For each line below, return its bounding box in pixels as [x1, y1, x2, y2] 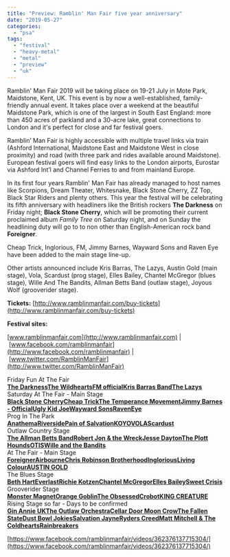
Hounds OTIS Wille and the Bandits [7, 441, 106, 449]
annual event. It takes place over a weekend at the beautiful [30, 101, 199, 109]
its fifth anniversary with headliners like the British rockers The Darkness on [7, 201, 222, 209]
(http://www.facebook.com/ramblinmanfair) [7, 348, 130, 356]
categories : [7, 23, 41, 30]
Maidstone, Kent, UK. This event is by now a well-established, [7, 93, 182, 102]
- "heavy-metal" [13, 49, 60, 56]
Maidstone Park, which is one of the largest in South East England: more [7, 108, 211, 117]
